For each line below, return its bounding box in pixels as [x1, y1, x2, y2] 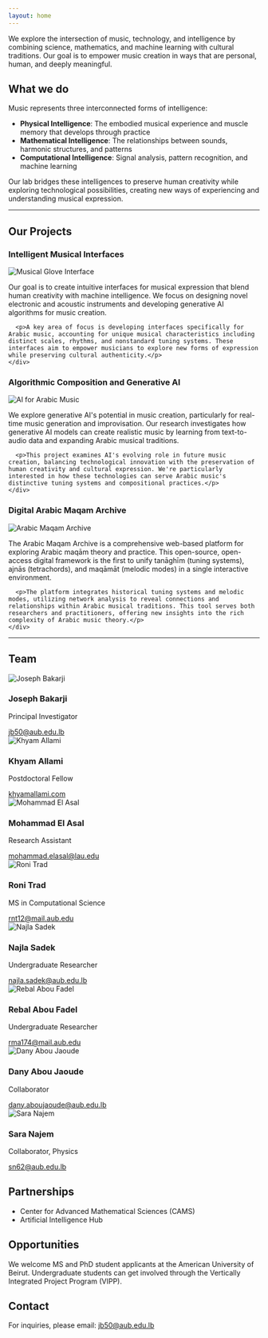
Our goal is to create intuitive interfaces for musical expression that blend [8, 282, 250, 292]
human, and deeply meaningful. [8, 59, 113, 69]
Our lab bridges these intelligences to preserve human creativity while [8, 177, 239, 186]
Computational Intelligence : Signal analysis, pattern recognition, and [19, 153, 249, 162]
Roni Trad [8, 880, 46, 891]
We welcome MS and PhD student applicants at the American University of [8, 1259, 254, 1268]
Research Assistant [8, 836, 72, 845]
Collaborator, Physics [8, 1146, 78, 1156]
